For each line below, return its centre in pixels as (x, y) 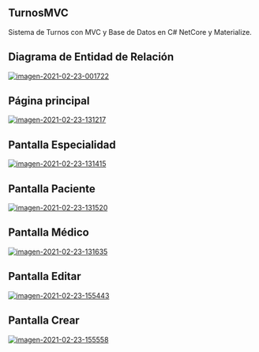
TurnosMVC (38, 13)
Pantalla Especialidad (62, 144)
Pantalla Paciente (52, 189)
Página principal (49, 101)
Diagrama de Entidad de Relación (91, 57)
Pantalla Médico (49, 233)
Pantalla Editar (45, 276)
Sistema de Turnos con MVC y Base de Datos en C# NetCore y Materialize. (130, 32)
